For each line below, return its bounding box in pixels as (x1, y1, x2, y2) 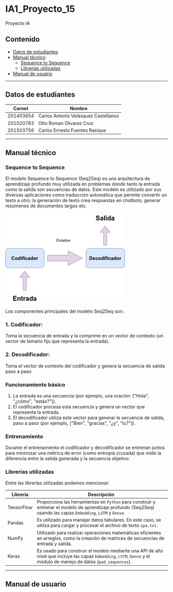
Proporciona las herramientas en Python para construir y (37, 499, 156, 505)
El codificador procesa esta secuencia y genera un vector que (12, 403, 145, 409)
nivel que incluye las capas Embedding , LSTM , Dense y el (37, 553, 150, 559)
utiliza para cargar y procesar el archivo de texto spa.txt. (37, 523, 159, 529)
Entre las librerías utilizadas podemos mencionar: (5, 480, 110, 486)
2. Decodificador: (5, 351, 50, 358)
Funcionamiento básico (5, 381, 65, 388)
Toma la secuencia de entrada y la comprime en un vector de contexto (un (5, 333, 164, 339)
